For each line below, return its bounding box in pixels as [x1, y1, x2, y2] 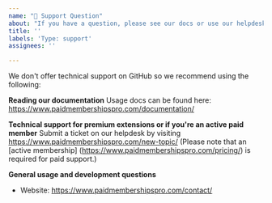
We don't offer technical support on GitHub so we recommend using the [8, 71, 249, 81]
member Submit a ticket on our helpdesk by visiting [8, 129, 181, 138]
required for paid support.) [8, 154, 97, 164]
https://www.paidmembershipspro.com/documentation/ [8, 104, 195, 114]
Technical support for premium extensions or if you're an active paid [8, 120, 244, 129]
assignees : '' [8, 42, 57, 50]
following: [8, 80, 41, 90]
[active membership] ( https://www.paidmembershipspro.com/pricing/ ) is [8, 146, 251, 155]
